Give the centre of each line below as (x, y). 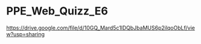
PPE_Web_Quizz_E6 (57, 11)
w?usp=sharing (26, 34)
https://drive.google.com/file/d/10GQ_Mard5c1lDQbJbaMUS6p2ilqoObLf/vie (101, 28)
